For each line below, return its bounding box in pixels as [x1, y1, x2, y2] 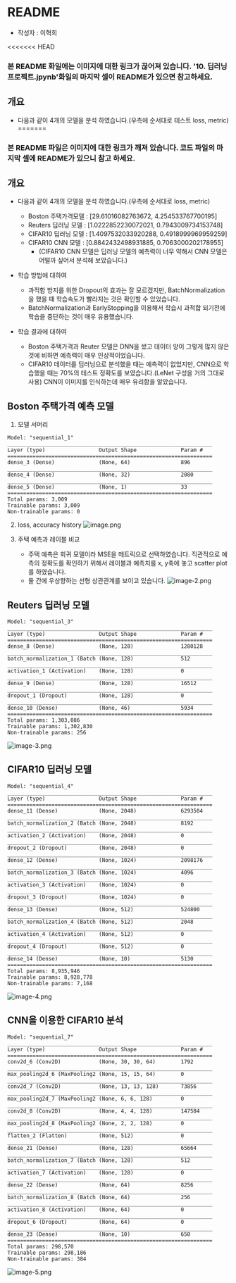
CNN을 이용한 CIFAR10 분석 [7, 1015, 123, 1027]
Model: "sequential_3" [7, 618, 74, 625]
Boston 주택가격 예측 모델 [7, 400, 114, 412]
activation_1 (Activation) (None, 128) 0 [7, 668, 185, 675]
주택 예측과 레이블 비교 [17, 535, 80, 544]
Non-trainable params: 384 [7, 1255, 87, 1263]
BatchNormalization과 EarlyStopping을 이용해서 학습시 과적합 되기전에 [27, 303, 225, 312]
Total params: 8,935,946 [7, 968, 80, 975]
